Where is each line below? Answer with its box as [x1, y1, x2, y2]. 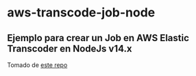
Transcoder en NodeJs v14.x [7, 42, 132, 54]
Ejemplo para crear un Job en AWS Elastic [7, 32, 190, 44]
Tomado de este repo [7, 61, 68, 69]
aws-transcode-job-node [7, 5, 156, 21]
